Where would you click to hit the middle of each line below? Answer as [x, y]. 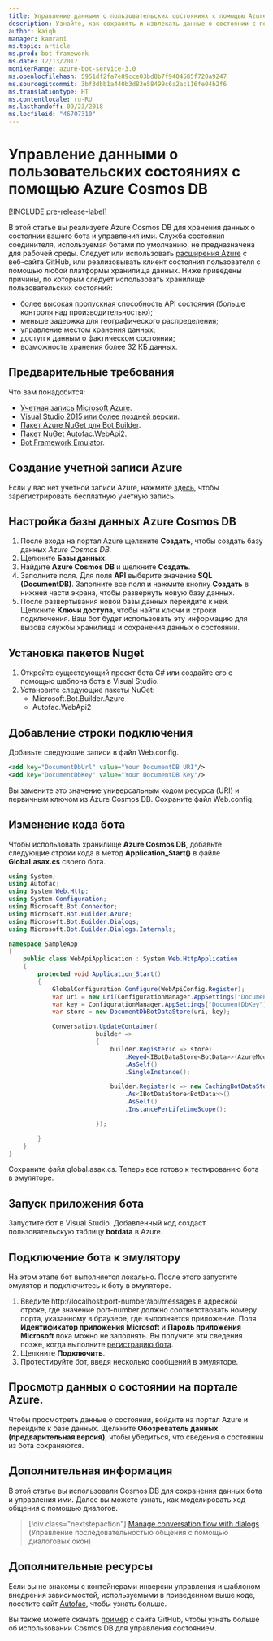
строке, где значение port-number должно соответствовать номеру [139, 1310]
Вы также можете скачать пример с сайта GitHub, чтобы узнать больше [134, 1619]
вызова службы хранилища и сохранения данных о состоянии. [130, 628]
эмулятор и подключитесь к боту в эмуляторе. [90, 1286]
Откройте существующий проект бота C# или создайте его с [126, 673]
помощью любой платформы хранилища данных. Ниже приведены [125, 270]
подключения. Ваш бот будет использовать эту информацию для [134, 619]
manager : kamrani [38, 39]
